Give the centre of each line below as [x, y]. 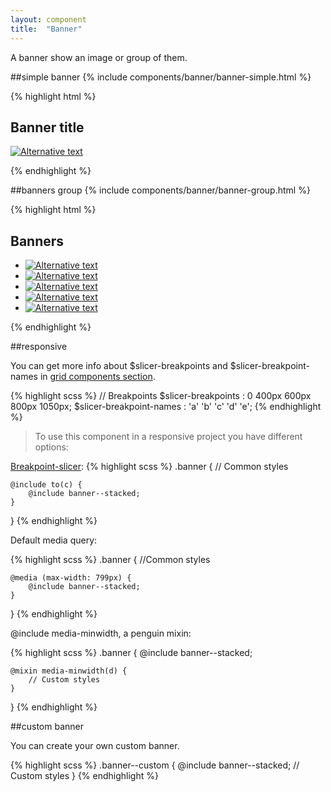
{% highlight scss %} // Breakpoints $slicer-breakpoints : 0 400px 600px [161, 396]
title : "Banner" [46, 29]
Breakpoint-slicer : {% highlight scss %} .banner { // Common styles [149, 467]
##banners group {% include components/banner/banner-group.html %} [160, 190]
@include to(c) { [46, 485]
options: [51, 447]
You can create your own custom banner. [95, 746]
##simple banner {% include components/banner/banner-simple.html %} [161, 77]
